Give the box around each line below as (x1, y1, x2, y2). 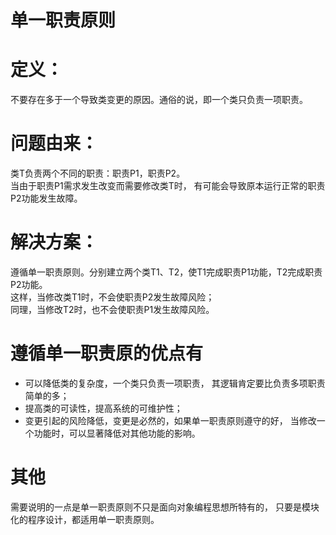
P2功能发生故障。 (10, 192, 83, 205)
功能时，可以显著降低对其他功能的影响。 (33, 427, 201, 439)
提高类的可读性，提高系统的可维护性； (24, 402, 183, 414)
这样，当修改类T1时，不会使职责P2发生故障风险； (10, 291, 215, 303)
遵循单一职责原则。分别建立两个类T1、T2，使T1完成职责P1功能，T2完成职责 (10, 266, 323, 278)
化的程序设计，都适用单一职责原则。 (10, 513, 160, 525)
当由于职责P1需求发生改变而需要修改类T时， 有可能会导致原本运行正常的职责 (10, 180, 326, 192)
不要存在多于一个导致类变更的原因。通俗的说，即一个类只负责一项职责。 (10, 94, 308, 106)
